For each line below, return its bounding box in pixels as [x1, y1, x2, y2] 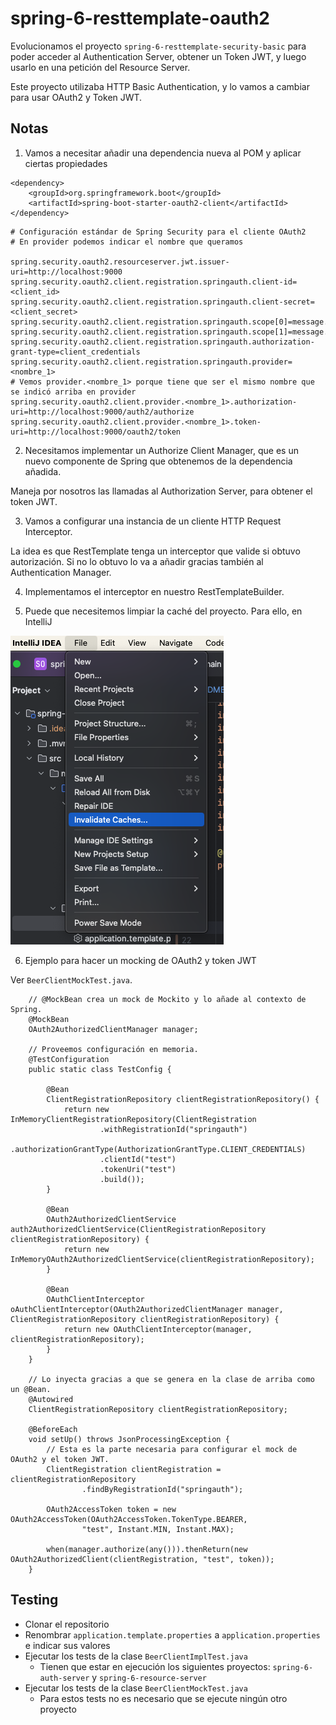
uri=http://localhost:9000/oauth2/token [10, 427, 182, 437]
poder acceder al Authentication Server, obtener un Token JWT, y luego [10, 50, 307, 62]
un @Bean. [10, 1384, 52, 1394]
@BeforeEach [28, 1424, 78, 1434]
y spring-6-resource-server [91, 1671, 207, 1683]
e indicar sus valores [24, 1639, 111, 1651]
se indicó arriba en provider [10, 387, 137, 397]
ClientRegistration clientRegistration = [46, 1464, 222, 1474]
